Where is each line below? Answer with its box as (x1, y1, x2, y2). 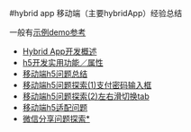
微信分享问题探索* (22, 113, 90, 124)
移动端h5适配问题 (22, 102, 88, 112)
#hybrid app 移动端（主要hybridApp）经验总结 (9, 8, 183, 18)
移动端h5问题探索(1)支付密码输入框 (22, 80, 152, 90)
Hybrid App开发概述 (22, 46, 97, 57)
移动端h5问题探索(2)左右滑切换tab (22, 91, 150, 101)
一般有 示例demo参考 (9, 27, 86, 38)
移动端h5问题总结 (22, 68, 88, 79)
